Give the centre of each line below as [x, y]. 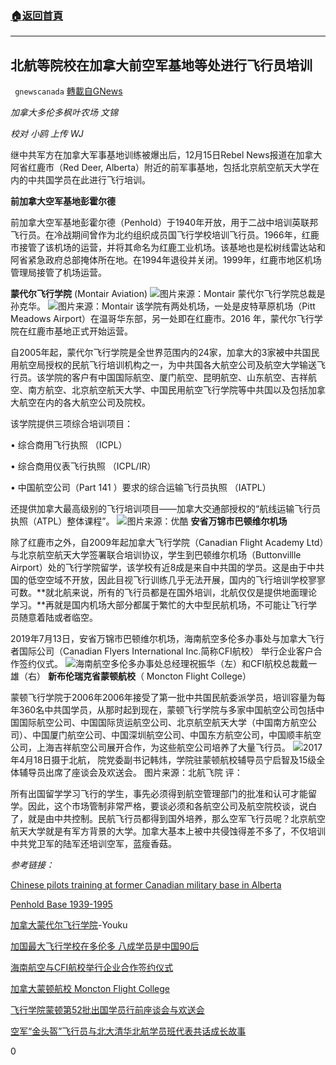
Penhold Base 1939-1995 [61, 904]
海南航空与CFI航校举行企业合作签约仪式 [92, 968]
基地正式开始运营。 [93, 331]
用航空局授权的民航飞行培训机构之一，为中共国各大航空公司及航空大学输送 [163, 365]
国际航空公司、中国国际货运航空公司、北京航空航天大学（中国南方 [154, 723]
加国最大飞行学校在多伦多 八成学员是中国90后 [105, 946]
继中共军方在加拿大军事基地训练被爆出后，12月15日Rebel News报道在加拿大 [166, 155]
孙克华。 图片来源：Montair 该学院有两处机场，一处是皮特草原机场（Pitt [163, 306]
